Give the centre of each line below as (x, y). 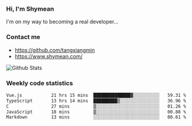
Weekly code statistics (40, 83)
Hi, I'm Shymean (30, 9)
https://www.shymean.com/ (48, 56)
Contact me (23, 37)
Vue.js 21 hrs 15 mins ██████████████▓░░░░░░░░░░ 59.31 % (96, 95)
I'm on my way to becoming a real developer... (62, 22)
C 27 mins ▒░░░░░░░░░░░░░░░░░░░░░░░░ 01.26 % (96, 106)
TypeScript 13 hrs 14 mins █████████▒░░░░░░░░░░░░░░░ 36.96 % (96, 101)
